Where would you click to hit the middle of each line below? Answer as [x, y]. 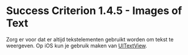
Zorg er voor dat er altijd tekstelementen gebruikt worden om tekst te [90, 39]
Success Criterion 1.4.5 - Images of [94, 11]
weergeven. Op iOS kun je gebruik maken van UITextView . [77, 46]
